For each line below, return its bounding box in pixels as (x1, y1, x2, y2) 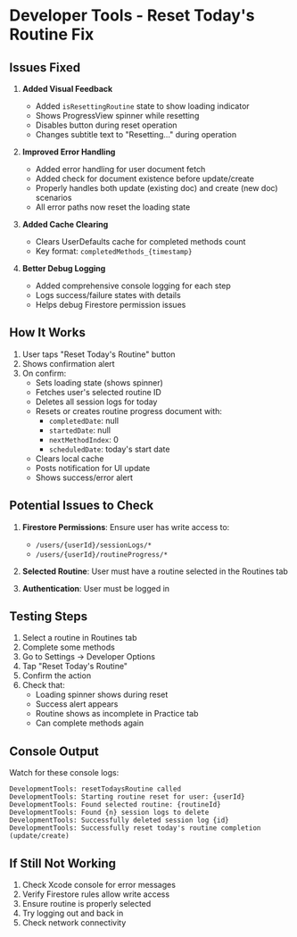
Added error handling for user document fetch (35, 164, 206, 174)
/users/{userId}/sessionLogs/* (35, 541, 153, 550)
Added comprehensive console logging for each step (35, 280, 232, 291)
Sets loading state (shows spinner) (35, 377, 163, 388)
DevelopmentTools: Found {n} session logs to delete (9, 808, 210, 817)
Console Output (9, 743, 100, 759)
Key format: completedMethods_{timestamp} (35, 246, 193, 256)
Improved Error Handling (21, 146, 116, 157)
